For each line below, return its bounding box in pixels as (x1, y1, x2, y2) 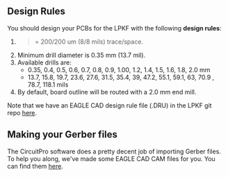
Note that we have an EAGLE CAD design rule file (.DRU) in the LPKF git (7, 101, 212, 110)
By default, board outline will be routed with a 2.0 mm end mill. (17, 87, 197, 96)
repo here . (7, 108, 37, 117)
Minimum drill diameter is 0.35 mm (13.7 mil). (17, 51, 146, 59)
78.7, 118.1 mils (27, 80, 69, 89)
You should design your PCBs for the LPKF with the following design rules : (7, 24, 222, 32)
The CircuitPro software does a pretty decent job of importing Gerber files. (7, 147, 221, 155)
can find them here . (7, 162, 64, 170)
